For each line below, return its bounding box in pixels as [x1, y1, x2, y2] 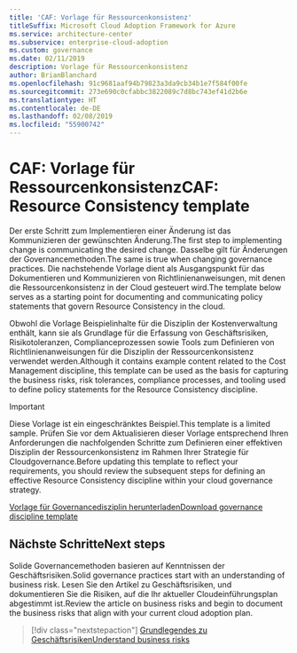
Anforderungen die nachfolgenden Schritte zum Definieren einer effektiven [9, 437, 283, 448]
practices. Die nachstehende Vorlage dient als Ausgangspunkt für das [9, 263, 265, 273]
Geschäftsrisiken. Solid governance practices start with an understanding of [9, 570, 285, 580]
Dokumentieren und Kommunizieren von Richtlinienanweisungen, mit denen [9, 272, 285, 283]
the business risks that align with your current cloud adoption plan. [9, 607, 254, 618]
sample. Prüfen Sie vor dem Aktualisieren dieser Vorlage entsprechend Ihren [9, 428, 289, 438]
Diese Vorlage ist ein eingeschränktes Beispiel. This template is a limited [9, 418, 270, 429]
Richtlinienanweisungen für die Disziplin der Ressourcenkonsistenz [9, 346, 254, 357]
